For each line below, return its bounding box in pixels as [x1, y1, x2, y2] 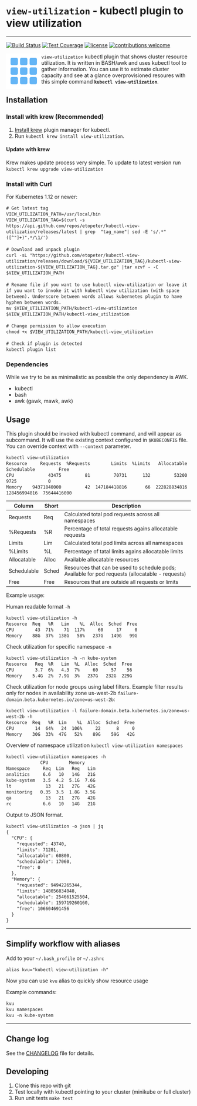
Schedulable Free [6, 467, 69, 473]
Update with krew [6, 146, 50, 153]
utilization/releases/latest [6, 229, 77, 235]
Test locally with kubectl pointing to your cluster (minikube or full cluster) [14, 1088, 191, 1095]
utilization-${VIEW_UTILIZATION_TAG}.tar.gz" [6, 264, 119, 270]
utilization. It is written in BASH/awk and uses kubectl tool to [41, 59, 186, 66]
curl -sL [6, 253, 28, 258]
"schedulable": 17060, [16, 858, 72, 865]
